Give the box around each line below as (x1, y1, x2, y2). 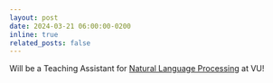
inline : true (9, 30, 59, 39)
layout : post (9, 13, 59, 23)
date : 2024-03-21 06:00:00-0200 (9, 22, 131, 31)
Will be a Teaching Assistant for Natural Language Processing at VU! (9, 63, 265, 74)
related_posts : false (9, 38, 91, 48)
